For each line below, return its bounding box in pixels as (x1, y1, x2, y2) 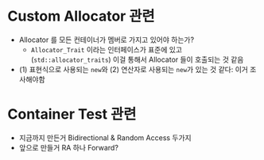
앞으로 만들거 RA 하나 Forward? (18, 143, 118, 152)
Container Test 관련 (7, 105, 137, 124)
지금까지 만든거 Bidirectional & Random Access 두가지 (18, 132, 192, 143)
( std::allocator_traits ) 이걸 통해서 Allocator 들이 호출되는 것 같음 (30, 55, 244, 64)
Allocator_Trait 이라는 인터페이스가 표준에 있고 (30, 44, 183, 54)
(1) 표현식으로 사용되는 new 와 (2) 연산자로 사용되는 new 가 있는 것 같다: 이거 (18, 64, 248, 74)
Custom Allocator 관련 (7, 7, 156, 25)
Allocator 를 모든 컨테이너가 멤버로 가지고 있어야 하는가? (18, 35, 195, 44)
